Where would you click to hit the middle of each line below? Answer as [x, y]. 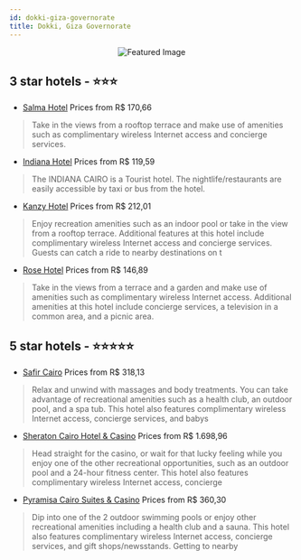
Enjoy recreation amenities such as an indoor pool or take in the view [160, 224]
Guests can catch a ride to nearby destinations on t [127, 253]
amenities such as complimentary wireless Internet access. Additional [161, 297]
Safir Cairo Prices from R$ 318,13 [84, 372]
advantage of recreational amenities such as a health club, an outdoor [162, 399]
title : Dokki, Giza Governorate [70, 26]
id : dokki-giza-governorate [62, 18]
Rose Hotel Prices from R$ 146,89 [85, 270]
